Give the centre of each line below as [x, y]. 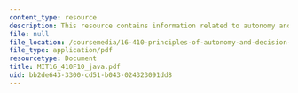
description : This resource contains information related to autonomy [142, 26]
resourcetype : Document [53, 58]
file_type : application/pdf [61, 50]
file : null [29, 34]
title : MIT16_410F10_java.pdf [65, 67]
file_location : [37, 42]
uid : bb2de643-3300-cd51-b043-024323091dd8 [91, 75]
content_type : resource [53, 17]
